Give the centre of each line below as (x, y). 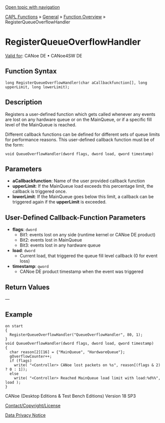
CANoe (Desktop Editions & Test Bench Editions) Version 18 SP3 (71, 396)
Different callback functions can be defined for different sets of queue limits (82, 134)
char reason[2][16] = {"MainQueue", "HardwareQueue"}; (67, 352)
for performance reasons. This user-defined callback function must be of (80, 139)
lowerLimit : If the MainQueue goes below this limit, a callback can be (83, 197)
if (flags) (21, 361)
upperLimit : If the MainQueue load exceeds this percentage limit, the (83, 186)
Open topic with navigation (33, 7)
